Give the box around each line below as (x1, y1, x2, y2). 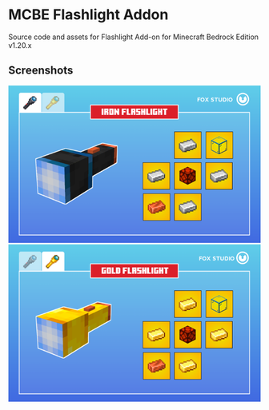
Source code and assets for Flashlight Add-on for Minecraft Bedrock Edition (8, 32, 259, 42)
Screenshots (8, 64, 74, 78)
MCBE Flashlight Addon (8, 6, 169, 24)
